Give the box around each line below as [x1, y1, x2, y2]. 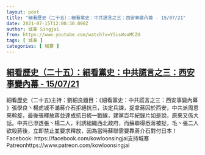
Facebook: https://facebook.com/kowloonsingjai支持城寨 [6, 134, 149, 142]
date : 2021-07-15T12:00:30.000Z [6, 20, 88, 26]
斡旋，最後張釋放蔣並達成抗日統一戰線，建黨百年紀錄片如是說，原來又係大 [11, 112, 199, 119]
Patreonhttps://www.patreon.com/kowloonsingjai [6, 142, 130, 149]
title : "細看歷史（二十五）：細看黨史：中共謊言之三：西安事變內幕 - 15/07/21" [6, 15, 186, 21]
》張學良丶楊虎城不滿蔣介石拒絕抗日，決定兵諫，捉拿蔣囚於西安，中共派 [6, 104, 188, 111]
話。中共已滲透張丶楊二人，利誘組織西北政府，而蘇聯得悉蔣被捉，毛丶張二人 [6, 119, 199, 126]
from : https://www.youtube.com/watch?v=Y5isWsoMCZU [6, 32, 140, 38]
